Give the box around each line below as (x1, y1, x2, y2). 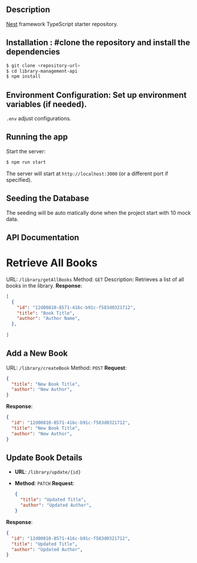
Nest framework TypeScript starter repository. (6, 20, 119, 27)
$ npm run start (6, 159, 46, 165)
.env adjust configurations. (6, 115, 71, 122)
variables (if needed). (6, 99, 87, 109)
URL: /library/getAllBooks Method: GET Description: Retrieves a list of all (6, 275, 185, 283)
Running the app (6, 132, 68, 142)
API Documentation (6, 232, 80, 242)
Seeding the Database (6, 194, 90, 204)
